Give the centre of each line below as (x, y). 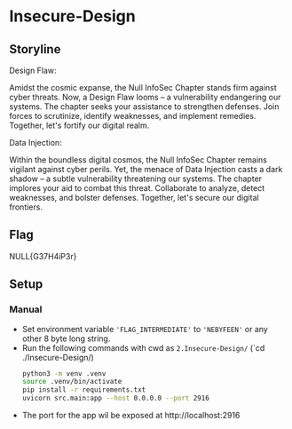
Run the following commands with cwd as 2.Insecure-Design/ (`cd (143, 347)
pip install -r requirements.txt (84, 390)
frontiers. (26, 207)
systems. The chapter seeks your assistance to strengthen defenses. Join (144, 107)
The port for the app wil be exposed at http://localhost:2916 (131, 415)
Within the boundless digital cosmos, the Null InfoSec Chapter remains (138, 160)
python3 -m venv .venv (64, 373)
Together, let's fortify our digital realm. (79, 125)
